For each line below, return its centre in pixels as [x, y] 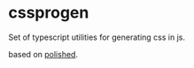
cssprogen [49, 13]
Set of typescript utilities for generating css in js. [97, 37]
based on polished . [43, 54]
